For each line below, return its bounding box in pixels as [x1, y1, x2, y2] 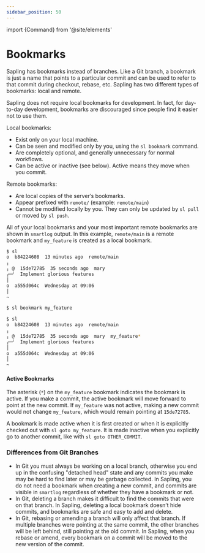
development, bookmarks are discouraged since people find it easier [24, 105, 198, 113]
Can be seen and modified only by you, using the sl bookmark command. [15, 142, 199, 150]
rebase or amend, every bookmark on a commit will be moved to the [15, 534, 188, 541]
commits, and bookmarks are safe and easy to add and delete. [15, 508, 173, 515]
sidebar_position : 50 [6, 9, 62, 15]
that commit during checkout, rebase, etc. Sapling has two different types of [6, 80, 199, 88]
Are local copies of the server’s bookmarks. [15, 192, 125, 199]
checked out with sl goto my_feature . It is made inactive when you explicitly [6, 427, 199, 434]
